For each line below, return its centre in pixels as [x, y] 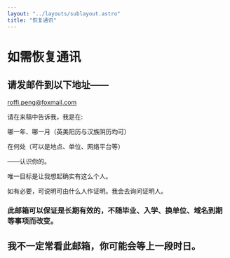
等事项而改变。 [33, 221]
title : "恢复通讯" [32, 20]
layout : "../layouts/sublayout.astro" [64, 14]
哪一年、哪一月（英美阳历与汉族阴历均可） [69, 131]
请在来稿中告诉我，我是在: [45, 117]
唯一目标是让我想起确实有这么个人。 [60, 176]
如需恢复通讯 [45, 57]
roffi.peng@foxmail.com [42, 102]
